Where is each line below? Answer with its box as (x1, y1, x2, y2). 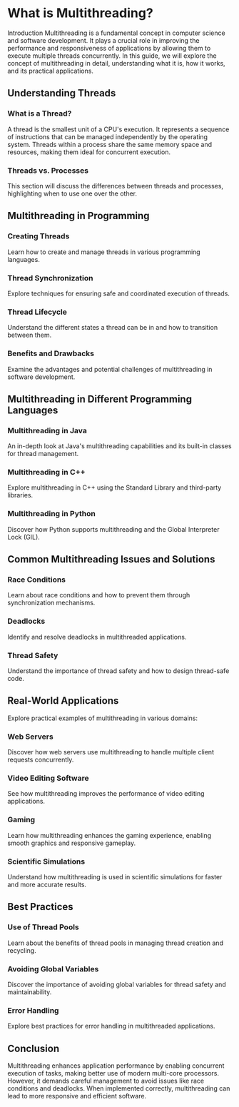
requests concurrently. (7, 755, 74, 764)
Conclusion (7, 1042, 60, 1054)
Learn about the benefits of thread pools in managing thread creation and (7, 939, 223, 947)
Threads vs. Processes (7, 166, 89, 176)
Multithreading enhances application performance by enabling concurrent (7, 1061, 225, 1070)
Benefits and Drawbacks (7, 348, 95, 358)
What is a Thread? (7, 108, 72, 118)
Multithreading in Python (7, 509, 96, 519)
